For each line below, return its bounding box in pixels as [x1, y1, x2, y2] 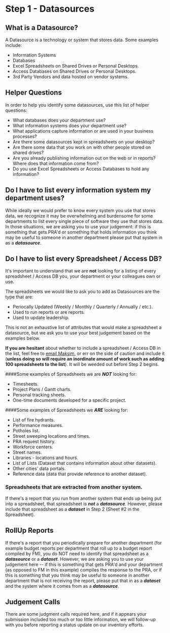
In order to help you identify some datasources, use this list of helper [5, 102, 150, 108]
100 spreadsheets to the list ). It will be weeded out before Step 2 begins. [5, 361, 159, 368]
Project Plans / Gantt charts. [12, 386, 72, 393]
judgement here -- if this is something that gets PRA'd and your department [5, 561, 163, 567]
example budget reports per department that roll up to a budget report [5, 545, 152, 551]
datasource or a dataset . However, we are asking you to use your [5, 556, 144, 562]
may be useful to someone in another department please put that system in [5, 234, 163, 240]
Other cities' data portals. [12, 466, 66, 472]
